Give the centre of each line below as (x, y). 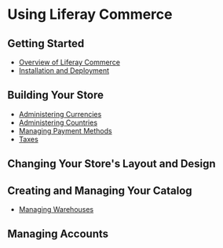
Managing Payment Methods (65, 130)
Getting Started (46, 44)
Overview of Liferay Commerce (69, 62)
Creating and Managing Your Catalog (100, 190)
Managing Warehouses (56, 210)
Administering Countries (58, 122)
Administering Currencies (60, 114)
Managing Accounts (58, 234)
